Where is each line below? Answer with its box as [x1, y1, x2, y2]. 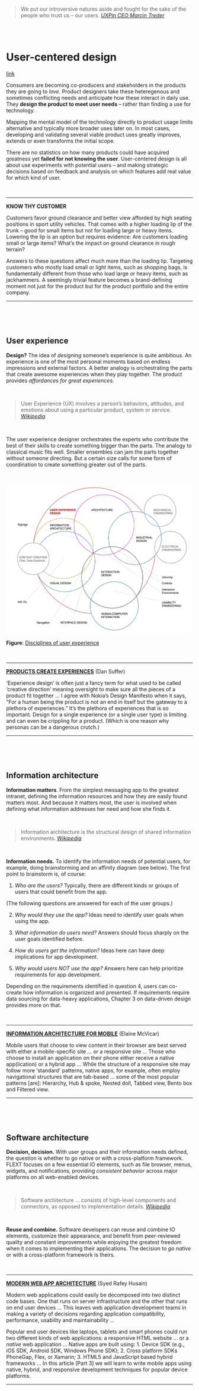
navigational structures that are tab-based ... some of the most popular [6, 1073, 179, 1080]
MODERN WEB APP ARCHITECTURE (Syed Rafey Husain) [6, 1280, 148, 1287]
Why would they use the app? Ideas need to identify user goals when [14, 911, 184, 918]
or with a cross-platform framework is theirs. [6, 1251, 115, 1258]
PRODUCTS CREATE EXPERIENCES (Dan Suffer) [6, 668, 126, 675]
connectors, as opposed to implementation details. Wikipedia [20, 1203, 171, 1210]
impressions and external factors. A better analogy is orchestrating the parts [6, 364, 192, 372]
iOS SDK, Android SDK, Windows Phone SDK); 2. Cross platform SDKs [6, 1347, 178, 1354]
